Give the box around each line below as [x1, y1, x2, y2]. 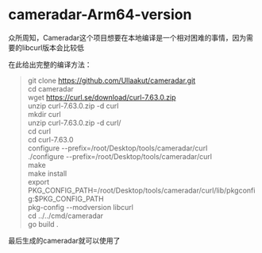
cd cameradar [27, 84, 74, 93]
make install [27, 169, 67, 178]
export [27, 177, 50, 186]
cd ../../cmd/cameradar [27, 211, 104, 220]
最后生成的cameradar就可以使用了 [8, 235, 121, 245]
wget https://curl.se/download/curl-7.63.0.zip [27, 92, 176, 102]
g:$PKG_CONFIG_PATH [27, 193, 105, 204]
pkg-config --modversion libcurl [27, 202, 133, 212]
